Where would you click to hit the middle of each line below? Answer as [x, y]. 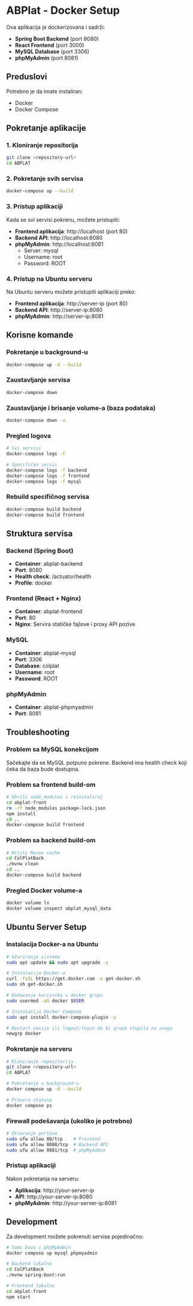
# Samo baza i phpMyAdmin [38, 1247]
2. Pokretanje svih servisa [45, 179]
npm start [19, 1297]
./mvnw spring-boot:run [36, 1275]
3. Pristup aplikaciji [34, 207]
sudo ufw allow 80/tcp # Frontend [53, 1139]
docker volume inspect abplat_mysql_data [59, 909]
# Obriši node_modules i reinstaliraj [55, 797]
